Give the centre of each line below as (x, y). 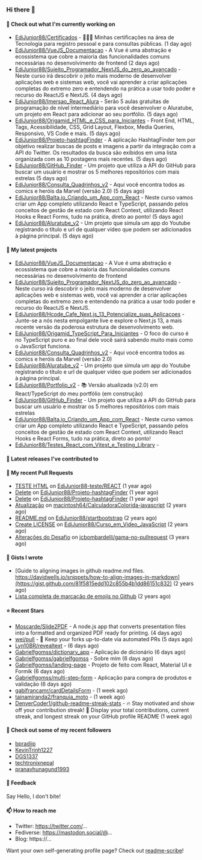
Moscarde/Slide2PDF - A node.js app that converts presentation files (100, 626)
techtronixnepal (34, 762)
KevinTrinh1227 (34, 750)
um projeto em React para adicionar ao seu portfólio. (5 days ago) (96, 115)
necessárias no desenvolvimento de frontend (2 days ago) (87, 63)
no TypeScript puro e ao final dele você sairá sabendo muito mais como (104, 340)
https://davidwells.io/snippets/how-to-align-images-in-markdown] (97, 577)
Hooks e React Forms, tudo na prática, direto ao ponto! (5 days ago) (99, 217)
